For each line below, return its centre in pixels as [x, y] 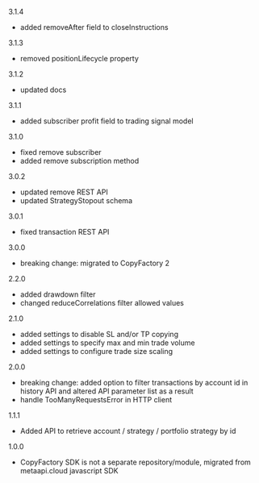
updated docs [43, 90]
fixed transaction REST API [65, 232]
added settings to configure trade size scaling [96, 351]
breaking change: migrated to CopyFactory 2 [95, 263]
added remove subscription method [79, 161]
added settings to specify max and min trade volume [107, 343]
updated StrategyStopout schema [76, 200]
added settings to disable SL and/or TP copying [99, 334]
